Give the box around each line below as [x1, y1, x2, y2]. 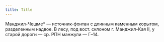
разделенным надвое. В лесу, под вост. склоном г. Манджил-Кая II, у [5, 26, 155, 32]
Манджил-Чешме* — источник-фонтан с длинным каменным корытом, [5, 21, 159, 27]
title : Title [5, 7, 33, 12]
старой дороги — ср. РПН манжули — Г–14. [5, 31, 99, 37]
